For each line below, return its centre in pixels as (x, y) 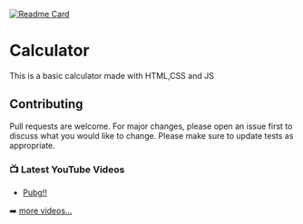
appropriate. (33, 145)
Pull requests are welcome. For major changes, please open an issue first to (151, 126)
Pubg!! (35, 193)
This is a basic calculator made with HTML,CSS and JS (112, 75)
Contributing (46, 104)
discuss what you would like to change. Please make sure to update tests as (151, 135)
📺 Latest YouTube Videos (67, 170)
